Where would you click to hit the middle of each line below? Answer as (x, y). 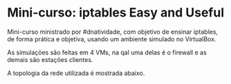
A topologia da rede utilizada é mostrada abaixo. (76, 73)
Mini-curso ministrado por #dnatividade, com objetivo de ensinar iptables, (113, 32)
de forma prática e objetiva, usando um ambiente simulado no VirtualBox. (112, 39)
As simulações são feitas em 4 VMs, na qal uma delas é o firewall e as (107, 52)
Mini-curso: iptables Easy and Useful (116, 13)
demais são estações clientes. (50, 59)
